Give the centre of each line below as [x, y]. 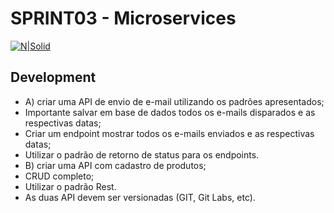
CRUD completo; [59, 176]
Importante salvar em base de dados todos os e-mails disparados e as [170, 112]
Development [53, 77]
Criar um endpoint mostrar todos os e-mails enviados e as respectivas [169, 133]
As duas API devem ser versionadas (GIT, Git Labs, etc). [140, 197]
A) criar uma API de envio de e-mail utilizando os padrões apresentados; [174, 101]
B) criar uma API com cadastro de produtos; [115, 165]
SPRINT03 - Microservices [123, 18]
